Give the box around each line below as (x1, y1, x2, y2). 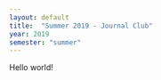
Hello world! (9, 62, 53, 73)
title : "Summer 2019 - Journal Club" (9, 21, 153, 30)
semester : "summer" (9, 37, 82, 47)
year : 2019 (9, 29, 50, 38)
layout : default (9, 12, 69, 22)
